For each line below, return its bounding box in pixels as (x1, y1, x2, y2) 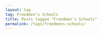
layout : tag (5, 7, 31, 12)
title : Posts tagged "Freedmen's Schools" (5, 16, 97, 21)
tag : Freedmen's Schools (5, 12, 58, 17)
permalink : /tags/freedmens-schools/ (5, 21, 86, 26)
